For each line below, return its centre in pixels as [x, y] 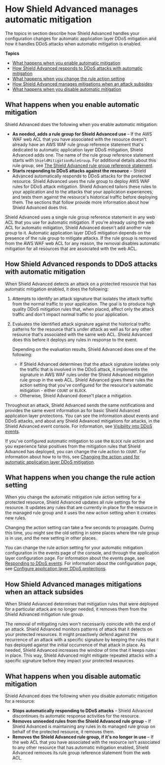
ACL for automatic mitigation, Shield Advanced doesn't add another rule [78, 227]
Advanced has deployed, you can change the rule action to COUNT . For [76, 451]
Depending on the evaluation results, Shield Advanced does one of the [84, 349]
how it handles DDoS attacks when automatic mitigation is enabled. [73, 43]
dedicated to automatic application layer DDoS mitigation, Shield [77, 150]
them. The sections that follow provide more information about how [81, 202]
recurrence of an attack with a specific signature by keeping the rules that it [82, 640]
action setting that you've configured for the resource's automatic [86, 385]
